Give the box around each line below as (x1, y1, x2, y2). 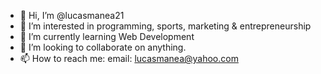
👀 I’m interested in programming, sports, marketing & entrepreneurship (19, 20, 312, 32)
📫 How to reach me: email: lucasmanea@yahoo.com (19, 53, 239, 64)
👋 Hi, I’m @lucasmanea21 (19, 10, 125, 21)
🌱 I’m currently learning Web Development (19, 31, 195, 42)
